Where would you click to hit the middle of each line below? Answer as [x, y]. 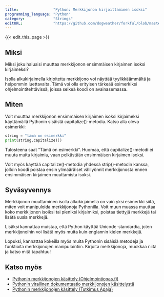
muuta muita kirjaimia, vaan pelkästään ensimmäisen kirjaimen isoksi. [75, 155]
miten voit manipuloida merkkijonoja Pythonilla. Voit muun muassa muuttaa [80, 207]
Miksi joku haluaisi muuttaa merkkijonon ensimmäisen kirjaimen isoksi [75, 64]
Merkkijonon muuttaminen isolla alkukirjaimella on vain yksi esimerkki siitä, [80, 202]
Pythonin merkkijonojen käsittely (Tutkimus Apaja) [62, 289]
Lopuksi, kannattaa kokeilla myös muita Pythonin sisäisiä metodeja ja [74, 241]
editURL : [14, 23]
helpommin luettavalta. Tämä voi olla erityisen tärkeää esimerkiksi [71, 84]
